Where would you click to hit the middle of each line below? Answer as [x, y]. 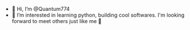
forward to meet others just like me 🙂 [57, 21]
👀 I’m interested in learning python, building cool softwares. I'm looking [98, 15]
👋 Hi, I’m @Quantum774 [41, 9]
